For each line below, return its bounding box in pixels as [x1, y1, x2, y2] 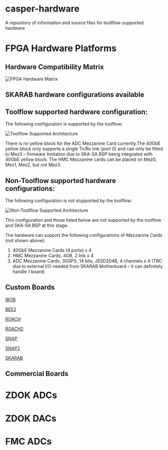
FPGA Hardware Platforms [5, 43, 117, 54]
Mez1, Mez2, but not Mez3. [5, 162, 62, 168]
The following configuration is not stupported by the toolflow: [5, 197, 132, 204]
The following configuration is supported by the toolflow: [5, 121, 123, 127]
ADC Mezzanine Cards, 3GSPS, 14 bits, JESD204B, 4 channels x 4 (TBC [12, 257, 162, 264]
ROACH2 [5, 325, 24, 332]
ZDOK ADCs [5, 390, 57, 401]
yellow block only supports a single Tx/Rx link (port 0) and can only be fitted [5, 146, 163, 152]
